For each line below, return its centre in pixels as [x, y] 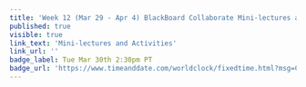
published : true [40, 26]
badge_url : [30, 69]
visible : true [36, 34]
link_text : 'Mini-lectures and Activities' [93, 43]
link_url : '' [34, 52]
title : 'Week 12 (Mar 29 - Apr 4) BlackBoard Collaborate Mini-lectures [150, 18]
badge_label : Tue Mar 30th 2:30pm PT [81, 60]
